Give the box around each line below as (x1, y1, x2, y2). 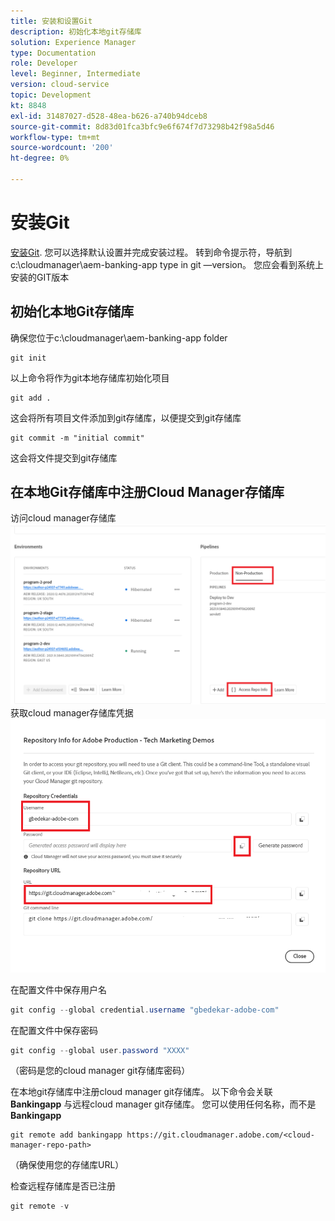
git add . (10, 393, 52, 403)
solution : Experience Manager (10, 37, 137, 47)
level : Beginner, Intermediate (10, 69, 141, 79)
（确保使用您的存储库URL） (10, 1159, 125, 1171)
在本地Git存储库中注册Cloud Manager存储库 (10, 484, 285, 501)
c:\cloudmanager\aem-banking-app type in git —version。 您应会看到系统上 (10, 258, 324, 270)
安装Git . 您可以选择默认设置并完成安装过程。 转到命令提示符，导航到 (10, 246, 293, 258)
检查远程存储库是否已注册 (10, 1180, 116, 1192)
